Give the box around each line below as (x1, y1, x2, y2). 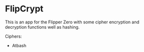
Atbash (12, 42, 27, 48)
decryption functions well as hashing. (5, 24, 80, 30)
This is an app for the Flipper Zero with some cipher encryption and (5, 19, 140, 25)
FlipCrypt (5, 3, 43, 14)
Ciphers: (5, 33, 22, 39)
